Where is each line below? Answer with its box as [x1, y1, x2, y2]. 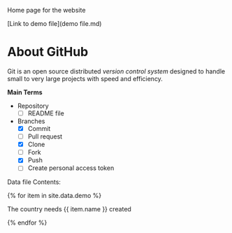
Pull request [27, 132, 63, 141]
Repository [17, 101, 49, 110]
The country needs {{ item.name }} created [7, 205, 131, 213]
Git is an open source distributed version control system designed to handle [7, 66, 226, 76]
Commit [27, 125, 51, 132]
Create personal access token [27, 164, 115, 172]
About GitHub [7, 44, 89, 60]
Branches [17, 117, 45, 125]
